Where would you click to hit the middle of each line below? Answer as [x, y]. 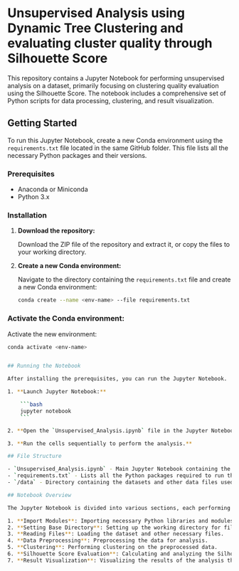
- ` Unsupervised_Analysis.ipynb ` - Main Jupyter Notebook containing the [119, 469]
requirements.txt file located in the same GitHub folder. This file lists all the [118, 148]
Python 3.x [33, 197]
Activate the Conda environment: [66, 319]
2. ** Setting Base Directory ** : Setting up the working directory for [114, 528]
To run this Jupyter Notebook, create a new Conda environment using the [115, 140]
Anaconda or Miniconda [53, 189]
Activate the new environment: [52, 334]
